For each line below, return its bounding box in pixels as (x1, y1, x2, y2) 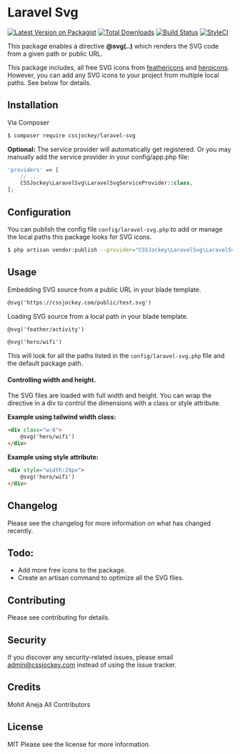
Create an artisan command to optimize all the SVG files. (17, 573, 184, 582)
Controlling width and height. (7, 375, 96, 384)
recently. (7, 526, 34, 535)
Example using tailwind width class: (7, 412, 116, 422)
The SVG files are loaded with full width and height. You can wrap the (7, 391, 212, 400)
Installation (7, 99, 59, 111)
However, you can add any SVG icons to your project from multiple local (7, 71, 219, 79)
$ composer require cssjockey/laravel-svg (7, 132, 136, 139)
